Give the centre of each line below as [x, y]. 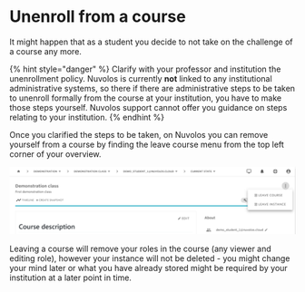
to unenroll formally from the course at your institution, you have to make [146, 98]
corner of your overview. [55, 154]
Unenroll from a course [98, 17]
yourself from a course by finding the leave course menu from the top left [147, 144]
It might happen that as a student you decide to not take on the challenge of [151, 42]
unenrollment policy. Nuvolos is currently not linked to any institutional [141, 78]
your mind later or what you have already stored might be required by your [148, 268]
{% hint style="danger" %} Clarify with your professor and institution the [145, 69]
